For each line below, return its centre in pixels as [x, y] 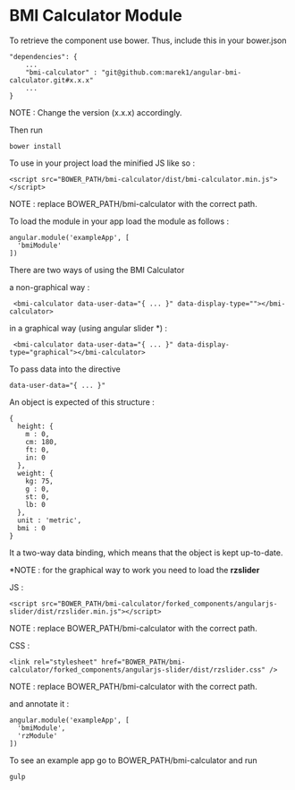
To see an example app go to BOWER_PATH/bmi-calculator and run [133, 760]
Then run [26, 130]
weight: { [35, 473]
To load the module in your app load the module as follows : [119, 221]
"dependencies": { [43, 56]
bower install [36, 146]
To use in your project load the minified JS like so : [102, 163]
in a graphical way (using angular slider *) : [88, 328]
